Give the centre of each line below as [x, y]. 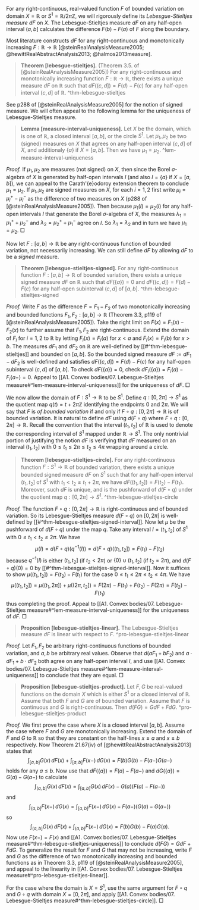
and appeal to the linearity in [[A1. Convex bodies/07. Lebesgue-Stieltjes [94, 869]
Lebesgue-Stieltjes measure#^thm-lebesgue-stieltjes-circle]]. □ [85, 900]
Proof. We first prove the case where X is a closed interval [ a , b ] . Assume [96, 725]
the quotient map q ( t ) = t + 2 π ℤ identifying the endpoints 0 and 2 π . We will [97, 405]
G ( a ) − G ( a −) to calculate [37, 777]
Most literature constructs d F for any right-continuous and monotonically [95, 40]
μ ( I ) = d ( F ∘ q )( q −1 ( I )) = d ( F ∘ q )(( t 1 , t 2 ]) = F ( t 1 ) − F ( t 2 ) [100, 549]
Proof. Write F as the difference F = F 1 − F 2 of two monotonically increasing [98, 307]
